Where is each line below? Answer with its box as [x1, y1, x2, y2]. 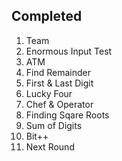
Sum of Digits [25, 119, 83, 131]
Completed [11, 8, 83, 25]
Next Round [25, 140, 75, 153]
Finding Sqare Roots [25, 109, 110, 121]
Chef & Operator [25, 98, 94, 110]
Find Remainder [25, 66, 91, 78]
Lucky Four [25, 87, 73, 99]
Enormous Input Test [25, 45, 113, 57]
